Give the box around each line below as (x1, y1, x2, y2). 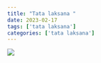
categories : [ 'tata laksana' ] (7, 29, 95, 37)
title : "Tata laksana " (7, 10, 77, 17)
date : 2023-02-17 (7, 17, 58, 24)
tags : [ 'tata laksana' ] (7, 23, 77, 30)
